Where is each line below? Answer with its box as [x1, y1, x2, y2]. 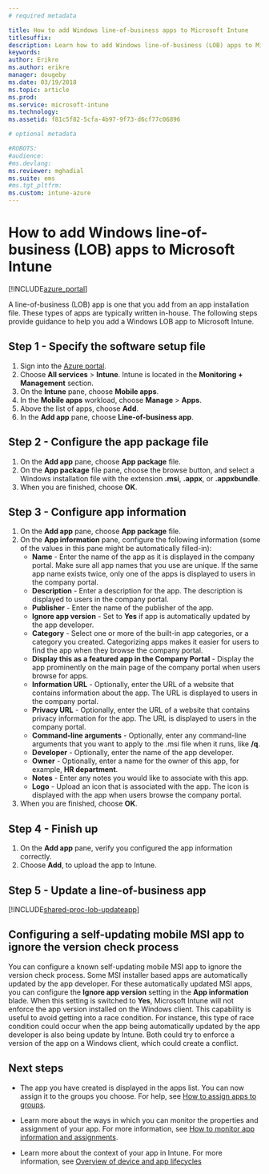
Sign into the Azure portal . [19, 361, 106, 371]
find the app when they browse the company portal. [31, 645, 203, 655]
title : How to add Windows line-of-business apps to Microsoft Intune [8, 26, 249, 34]
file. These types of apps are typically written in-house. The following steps [8, 308, 258, 317]
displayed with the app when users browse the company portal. [31, 790, 243, 800]
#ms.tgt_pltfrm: [8, 182, 62, 190]
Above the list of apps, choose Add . [19, 404, 139, 413]
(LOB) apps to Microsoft [73, 241, 235, 259]
